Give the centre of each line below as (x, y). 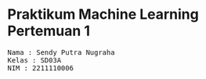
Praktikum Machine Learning (103, 14)
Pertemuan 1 (49, 31)
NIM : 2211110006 (40, 68)
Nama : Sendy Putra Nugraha (61, 52)
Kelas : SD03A (34, 60)
